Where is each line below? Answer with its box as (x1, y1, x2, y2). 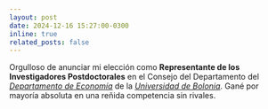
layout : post (9, 12, 58, 22)
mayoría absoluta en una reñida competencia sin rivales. (9, 90, 216, 101)
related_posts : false (9, 37, 90, 47)
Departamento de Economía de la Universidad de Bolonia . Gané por (9, 81, 259, 91)
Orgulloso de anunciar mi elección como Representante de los (9, 62, 240, 73)
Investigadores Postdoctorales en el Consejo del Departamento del (9, 72, 260, 82)
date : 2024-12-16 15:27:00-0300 (9, 21, 129, 30)
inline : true (9, 29, 58, 38)
